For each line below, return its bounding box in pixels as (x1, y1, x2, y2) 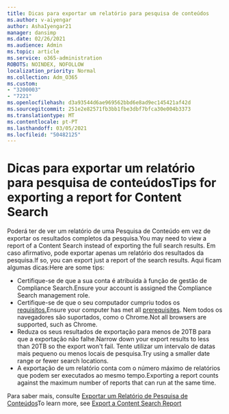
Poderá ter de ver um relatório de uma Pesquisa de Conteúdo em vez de (7, 227, 211, 235)
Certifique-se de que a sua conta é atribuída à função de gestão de (16, 277, 207, 285)
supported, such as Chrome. (16, 320, 98, 329)
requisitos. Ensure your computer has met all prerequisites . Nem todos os (16, 306, 223, 314)
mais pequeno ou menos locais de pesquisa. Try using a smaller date (16, 350, 211, 358)
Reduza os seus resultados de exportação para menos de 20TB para (16, 328, 211, 336)
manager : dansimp (7, 29, 57, 36)
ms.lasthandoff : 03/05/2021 (7, 125, 87, 132)
